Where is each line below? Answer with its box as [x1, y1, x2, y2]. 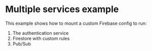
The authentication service [12, 30, 69, 36]
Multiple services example [5, 4, 119, 15]
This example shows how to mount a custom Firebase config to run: [5, 20, 147, 26]
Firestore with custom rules [12, 35, 70, 41]
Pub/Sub [12, 40, 31, 46]
